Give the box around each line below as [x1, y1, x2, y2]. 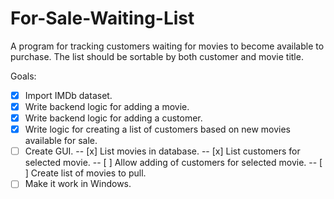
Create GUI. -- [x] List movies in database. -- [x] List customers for [24, 145, 301, 157]
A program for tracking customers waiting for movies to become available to [10, 40, 325, 52]
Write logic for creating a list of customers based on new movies [24, 123, 292, 136]
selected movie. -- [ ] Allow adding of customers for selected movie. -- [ [24, 157, 323, 169]
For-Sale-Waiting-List [10, 7, 195, 30]
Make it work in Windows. [24, 178, 132, 190]
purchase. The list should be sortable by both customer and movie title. [10, 50, 304, 62]
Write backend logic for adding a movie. [24, 101, 190, 112]
